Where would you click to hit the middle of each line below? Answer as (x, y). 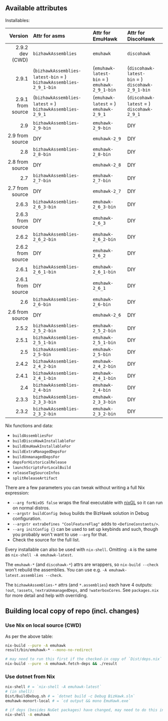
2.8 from (18, 162)
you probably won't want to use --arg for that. (60, 534)
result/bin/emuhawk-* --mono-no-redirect (49, 650)
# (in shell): (20, 692)
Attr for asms (49, 36)
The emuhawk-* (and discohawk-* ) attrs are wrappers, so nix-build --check (82, 564)
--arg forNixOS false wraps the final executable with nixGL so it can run (87, 502)
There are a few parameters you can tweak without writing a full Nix (75, 487)
